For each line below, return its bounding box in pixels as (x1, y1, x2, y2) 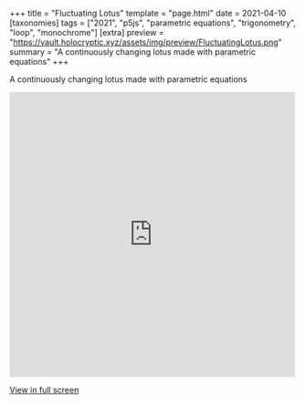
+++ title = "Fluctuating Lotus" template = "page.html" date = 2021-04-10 (9, 8, 287, 18)
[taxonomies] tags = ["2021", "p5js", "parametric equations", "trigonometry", (9, 17, 297, 28)
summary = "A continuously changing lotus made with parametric (9, 47, 257, 57)
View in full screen (9, 385, 79, 395)
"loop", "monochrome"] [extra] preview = (9, 27, 164, 37)
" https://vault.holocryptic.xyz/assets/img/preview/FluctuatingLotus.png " (9, 36, 283, 47)
